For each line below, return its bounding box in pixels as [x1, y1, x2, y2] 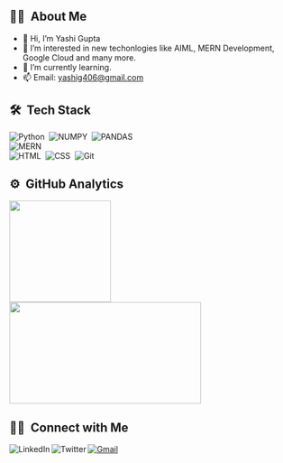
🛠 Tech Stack [9, 103, 92, 118]
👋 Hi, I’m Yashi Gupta [22, 32, 101, 43]
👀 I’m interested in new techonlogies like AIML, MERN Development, [22, 42, 275, 53]
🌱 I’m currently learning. [22, 61, 112, 72]
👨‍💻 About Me [9, 9, 87, 24]
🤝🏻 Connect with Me [9, 420, 129, 435]
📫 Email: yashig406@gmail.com [22, 71, 144, 82]
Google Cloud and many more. [22, 51, 137, 63]
